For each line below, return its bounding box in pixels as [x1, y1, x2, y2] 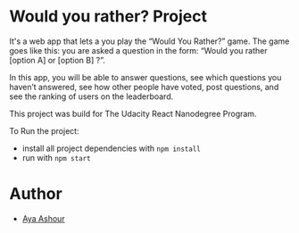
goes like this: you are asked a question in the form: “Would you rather [9, 45, 268, 55]
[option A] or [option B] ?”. [9, 54, 105, 65]
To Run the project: [9, 125, 79, 136]
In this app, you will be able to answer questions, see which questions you [9, 71, 282, 82]
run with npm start [21, 152, 91, 162]
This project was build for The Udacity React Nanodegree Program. [9, 108, 257, 119]
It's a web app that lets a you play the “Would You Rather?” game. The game [9, 36, 290, 46]
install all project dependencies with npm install [21, 143, 201, 154]
